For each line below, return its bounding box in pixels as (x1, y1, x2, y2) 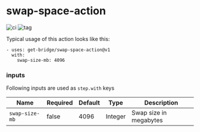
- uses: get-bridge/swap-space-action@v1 (6, 46, 111, 53)
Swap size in (131, 109, 167, 117)
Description (144, 99, 179, 107)
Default (78, 99, 100, 107)
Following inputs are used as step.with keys (6, 84, 115, 92)
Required (46, 99, 73, 107)
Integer (105, 112, 126, 121)
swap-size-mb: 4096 (17, 57, 65, 63)
